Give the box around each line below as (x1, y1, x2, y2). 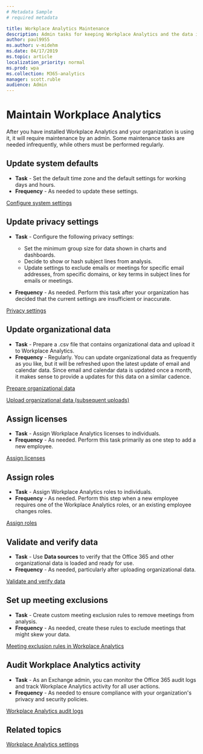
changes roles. (14, 508, 53, 515)
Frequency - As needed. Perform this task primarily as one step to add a (14, 436, 196, 443)
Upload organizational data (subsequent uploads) (6, 396, 130, 403)
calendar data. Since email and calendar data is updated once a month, (14, 366, 193, 374)
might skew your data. (14, 630, 71, 638)
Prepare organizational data (6, 385, 76, 392)
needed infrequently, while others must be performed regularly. (6, 141, 164, 149)
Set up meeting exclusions (6, 595, 109, 605)
